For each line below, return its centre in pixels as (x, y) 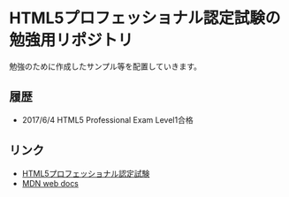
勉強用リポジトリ (72, 40)
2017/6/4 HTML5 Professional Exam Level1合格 (107, 119)
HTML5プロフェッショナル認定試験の (145, 18)
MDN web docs (50, 183)
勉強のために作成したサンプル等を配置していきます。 (105, 66)
